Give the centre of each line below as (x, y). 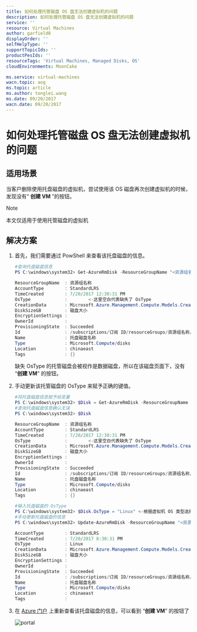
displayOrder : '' (27, 39)
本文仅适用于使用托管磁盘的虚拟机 (47, 220)
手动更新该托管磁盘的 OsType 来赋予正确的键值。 (74, 386)
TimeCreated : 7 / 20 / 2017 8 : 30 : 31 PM (69, 539)
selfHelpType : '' (27, 45)
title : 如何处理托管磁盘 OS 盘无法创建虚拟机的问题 (62, 11)
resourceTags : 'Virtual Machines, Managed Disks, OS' (73, 61)
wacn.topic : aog (26, 82)
